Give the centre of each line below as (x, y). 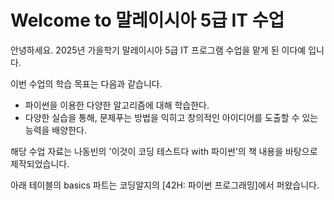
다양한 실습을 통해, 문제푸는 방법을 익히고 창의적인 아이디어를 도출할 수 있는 (171, 117)
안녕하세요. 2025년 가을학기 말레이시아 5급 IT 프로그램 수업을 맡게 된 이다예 (158, 50)
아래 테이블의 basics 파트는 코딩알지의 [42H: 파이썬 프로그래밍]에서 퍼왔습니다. (165, 185)
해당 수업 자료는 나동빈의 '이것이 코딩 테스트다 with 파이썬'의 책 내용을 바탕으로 (164, 151)
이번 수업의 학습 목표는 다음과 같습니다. (86, 83)
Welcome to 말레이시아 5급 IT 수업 (147, 20)
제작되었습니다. (40, 163)
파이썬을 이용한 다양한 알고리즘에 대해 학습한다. (117, 105)
